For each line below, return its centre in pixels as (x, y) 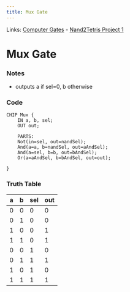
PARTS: (26, 137)
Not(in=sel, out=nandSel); (52, 142)
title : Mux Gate (27, 12)
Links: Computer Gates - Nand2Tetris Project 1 (65, 29)
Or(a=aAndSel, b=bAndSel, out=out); (64, 158)
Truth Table (24, 184)
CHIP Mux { (20, 115)
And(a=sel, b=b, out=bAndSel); (57, 153)
